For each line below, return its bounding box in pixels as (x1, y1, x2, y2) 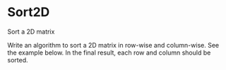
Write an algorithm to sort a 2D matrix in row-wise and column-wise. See (7, 41, 220, 49)
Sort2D (7, 4, 50, 20)
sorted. (7, 55, 28, 64)
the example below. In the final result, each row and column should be (7, 48, 211, 57)
